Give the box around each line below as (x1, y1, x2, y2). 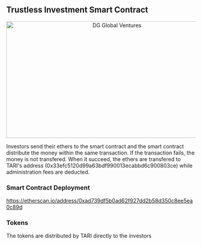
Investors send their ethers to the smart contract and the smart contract (6, 142, 185, 150)
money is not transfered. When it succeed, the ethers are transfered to (6, 155, 182, 162)
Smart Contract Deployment (6, 183, 90, 192)
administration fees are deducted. (6, 168, 90, 176)
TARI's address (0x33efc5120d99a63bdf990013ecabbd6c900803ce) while (6, 162, 193, 169)
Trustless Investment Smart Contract (6, 5, 148, 15)
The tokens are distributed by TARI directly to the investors (6, 232, 152, 240)
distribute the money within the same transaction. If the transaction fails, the (6, 149, 195, 156)
